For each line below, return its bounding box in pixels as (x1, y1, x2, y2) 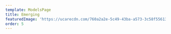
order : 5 (5, 21, 24, 26)
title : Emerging (5, 12, 40, 17)
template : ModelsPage (5, 7, 51, 12)
